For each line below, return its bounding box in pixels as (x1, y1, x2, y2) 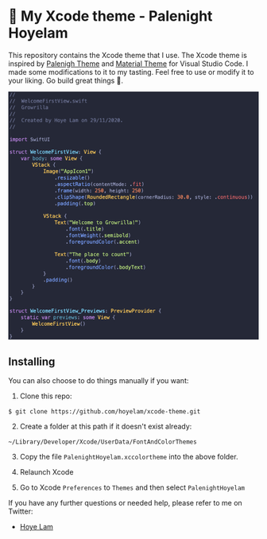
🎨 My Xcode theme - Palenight (8, 7, 213, 25)
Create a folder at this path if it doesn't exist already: (19, 421, 192, 432)
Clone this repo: (19, 391, 72, 401)
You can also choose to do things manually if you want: (8, 376, 189, 386)
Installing (8, 355, 56, 369)
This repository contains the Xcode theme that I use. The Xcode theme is (8, 50, 248, 60)
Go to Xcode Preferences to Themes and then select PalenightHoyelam (19, 483, 245, 492)
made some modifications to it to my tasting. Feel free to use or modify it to (8, 67, 254, 76)
